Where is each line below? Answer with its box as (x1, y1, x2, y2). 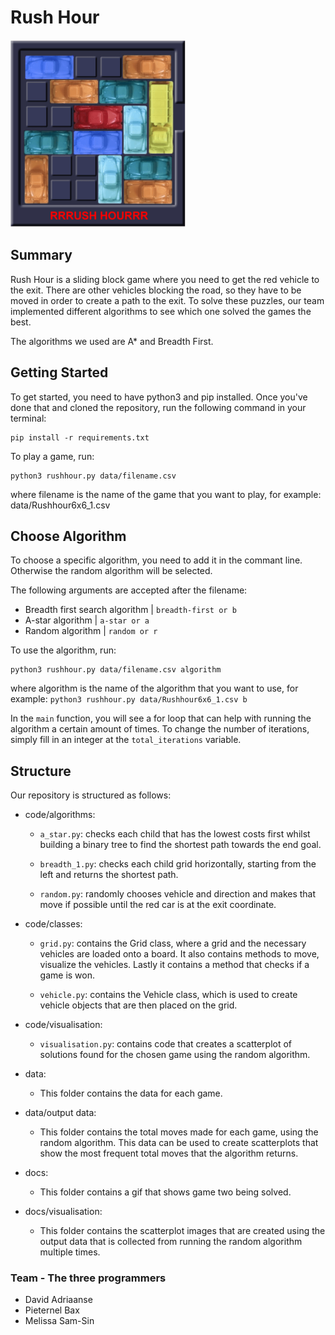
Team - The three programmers (10, 1271, 167, 1285)
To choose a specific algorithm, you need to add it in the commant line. (10, 554, 303, 566)
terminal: (10, 412, 47, 424)
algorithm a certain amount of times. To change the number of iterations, (10, 723, 310, 735)
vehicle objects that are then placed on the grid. (39, 999, 238, 1011)
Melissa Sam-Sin (24, 1315, 95, 1327)
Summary (10, 247, 73, 264)
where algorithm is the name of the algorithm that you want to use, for (10, 682, 299, 695)
